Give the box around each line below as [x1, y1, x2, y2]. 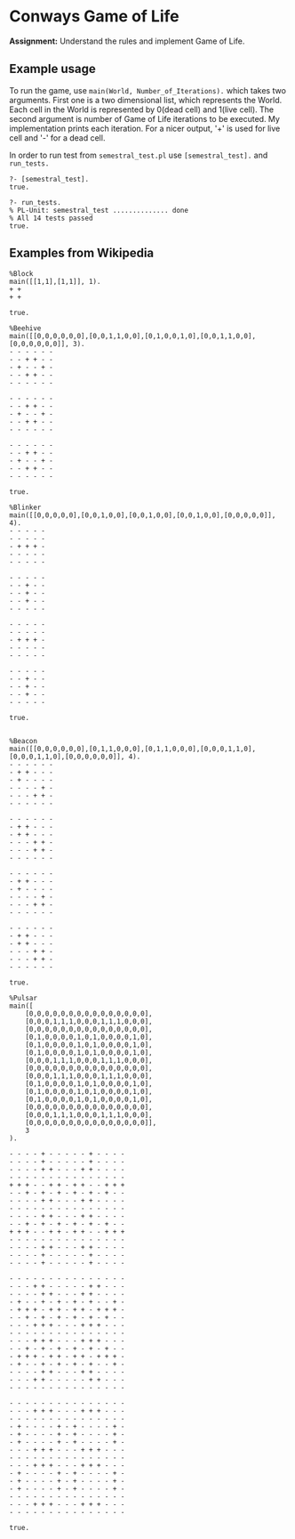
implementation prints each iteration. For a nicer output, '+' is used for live [9, 123, 281, 134]
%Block [9, 269, 34, 278]
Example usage [9, 61, 96, 77]
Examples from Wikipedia [9, 246, 155, 261]
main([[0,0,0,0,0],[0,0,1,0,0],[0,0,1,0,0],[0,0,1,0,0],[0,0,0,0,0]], [9, 510, 276, 520]
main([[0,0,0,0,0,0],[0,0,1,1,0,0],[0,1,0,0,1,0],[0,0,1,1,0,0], [9, 331, 256, 340]
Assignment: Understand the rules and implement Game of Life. [9, 36, 245, 46]
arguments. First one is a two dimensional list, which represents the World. [9, 94, 283, 105]
